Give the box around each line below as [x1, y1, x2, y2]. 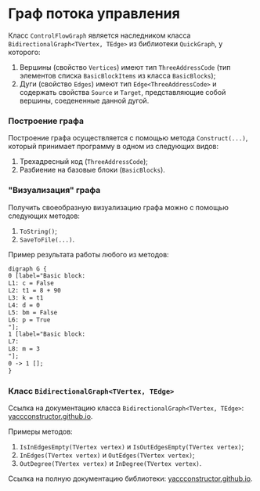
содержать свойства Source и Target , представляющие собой [19, 87, 226, 96]
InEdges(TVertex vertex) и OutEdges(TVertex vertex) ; [19, 450, 195, 460]
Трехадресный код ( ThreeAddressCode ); [19, 157, 149, 166]
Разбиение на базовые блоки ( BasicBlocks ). [19, 165, 166, 175]
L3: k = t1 [8, 294, 44, 302]
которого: [8, 47, 41, 56]
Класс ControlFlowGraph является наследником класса [8, 31, 191, 40]
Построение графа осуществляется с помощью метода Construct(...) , [8, 133, 248, 143]
